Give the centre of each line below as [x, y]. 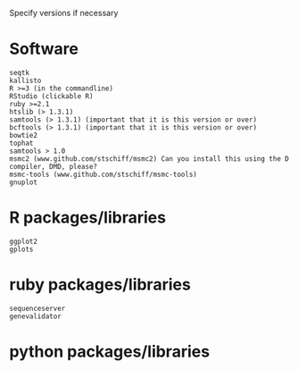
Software [44, 49]
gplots [21, 249]
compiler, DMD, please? [54, 166]
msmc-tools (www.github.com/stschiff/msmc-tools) [103, 174]
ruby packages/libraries [100, 285]
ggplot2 [24, 241]
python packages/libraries [110, 351]
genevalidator [36, 316]
